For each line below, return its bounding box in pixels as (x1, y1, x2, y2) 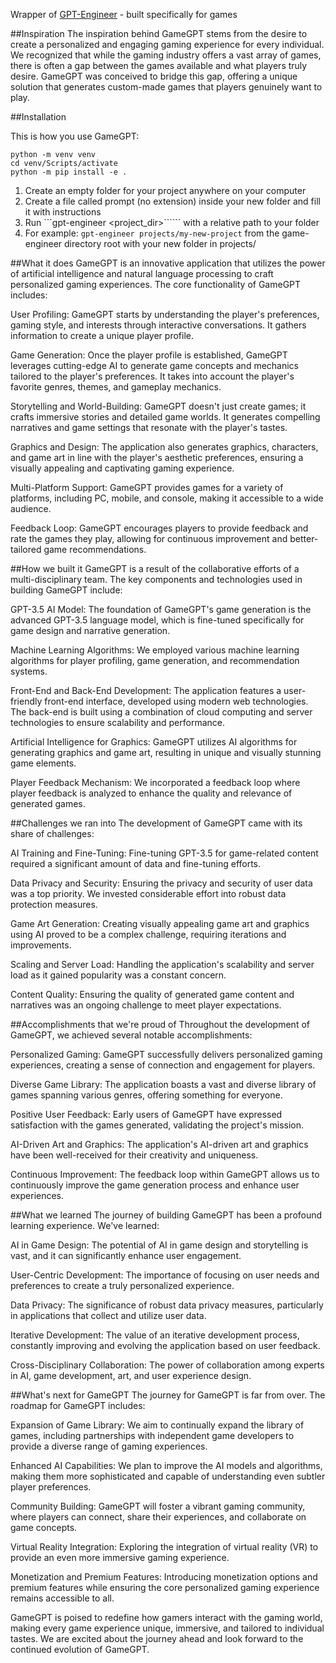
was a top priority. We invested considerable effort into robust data (10, 888, 287, 899)
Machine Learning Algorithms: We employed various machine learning (10, 644, 300, 656)
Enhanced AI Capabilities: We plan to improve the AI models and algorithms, (10, 1460, 323, 1471)
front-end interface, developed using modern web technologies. (44, 695, 309, 707)
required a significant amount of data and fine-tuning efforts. (10, 858, 262, 869)
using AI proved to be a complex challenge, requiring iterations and (10, 929, 287, 940)
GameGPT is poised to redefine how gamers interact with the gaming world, (10, 1612, 323, 1623)
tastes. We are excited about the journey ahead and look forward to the (10, 1633, 304, 1644)
